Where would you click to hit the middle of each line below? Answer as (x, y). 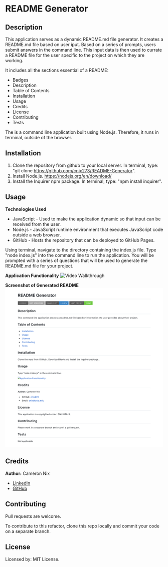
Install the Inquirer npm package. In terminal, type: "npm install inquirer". (87, 181)
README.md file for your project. (39, 265)
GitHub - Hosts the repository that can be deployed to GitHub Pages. (83, 240)
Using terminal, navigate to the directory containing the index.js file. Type (81, 250)
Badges (20, 80)
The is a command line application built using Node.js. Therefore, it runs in (82, 132)
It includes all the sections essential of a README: (57, 70)
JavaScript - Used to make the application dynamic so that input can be (87, 219)
